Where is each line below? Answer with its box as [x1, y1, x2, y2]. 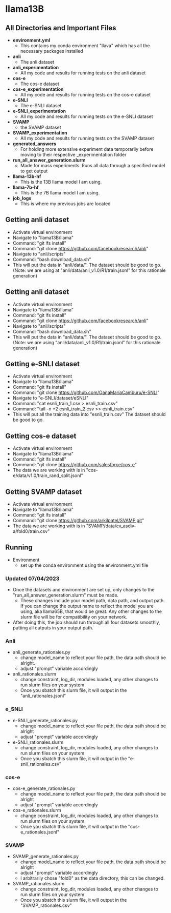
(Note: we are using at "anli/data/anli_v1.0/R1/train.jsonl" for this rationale [12, 267, 166, 273]
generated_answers [12, 141, 57, 147]
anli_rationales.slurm [12, 671, 56, 677]
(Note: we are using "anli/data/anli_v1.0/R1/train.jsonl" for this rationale [12, 339, 161, 345]
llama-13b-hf [12, 173, 41, 180]
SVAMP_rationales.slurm [12, 881, 65, 887]
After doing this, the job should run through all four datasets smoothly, [12, 619, 160, 626]
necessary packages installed [20, 48, 83, 54]
